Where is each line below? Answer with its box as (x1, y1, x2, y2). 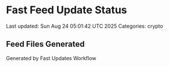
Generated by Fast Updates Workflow (6, 54, 97, 61)
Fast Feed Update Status (6, 3, 127, 17)
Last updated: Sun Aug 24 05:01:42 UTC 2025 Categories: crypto (6, 23, 163, 29)
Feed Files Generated (6, 39, 85, 49)
